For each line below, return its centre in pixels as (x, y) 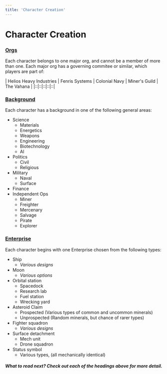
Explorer (28, 226)
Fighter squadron (30, 323)
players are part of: (25, 72)
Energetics (31, 131)
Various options (36, 275)
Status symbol (27, 349)
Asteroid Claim (27, 307)
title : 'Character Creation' (35, 10)
